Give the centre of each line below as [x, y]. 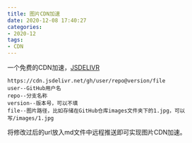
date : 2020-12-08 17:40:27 [47, 20]
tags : [15, 40]
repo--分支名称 [28, 96]
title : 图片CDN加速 [34, 14]
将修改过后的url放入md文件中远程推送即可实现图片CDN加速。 [97, 132]
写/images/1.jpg [31, 118]
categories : [25, 27]
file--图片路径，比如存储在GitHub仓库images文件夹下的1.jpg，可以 [96, 111]
